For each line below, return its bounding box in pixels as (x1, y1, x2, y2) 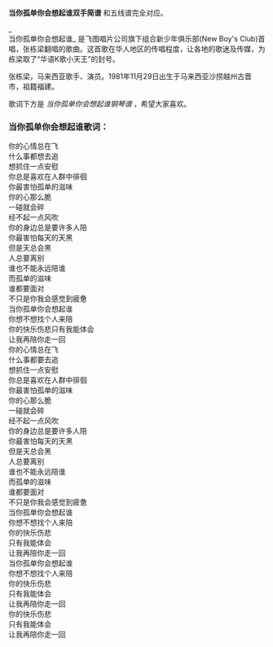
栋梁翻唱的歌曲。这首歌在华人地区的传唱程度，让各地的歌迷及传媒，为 (29, 44, 266, 54)
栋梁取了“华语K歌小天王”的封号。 (8, 55, 120, 63)
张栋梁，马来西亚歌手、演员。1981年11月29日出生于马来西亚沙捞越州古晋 (8, 72, 253, 81)
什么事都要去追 (8, 355, 59, 365)
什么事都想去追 (8, 151, 59, 161)
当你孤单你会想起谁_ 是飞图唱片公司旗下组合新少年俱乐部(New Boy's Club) (8, 34, 258, 43)
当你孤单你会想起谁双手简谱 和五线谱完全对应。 (8, 8, 168, 17)
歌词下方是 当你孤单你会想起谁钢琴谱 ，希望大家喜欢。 (8, 99, 192, 108)
